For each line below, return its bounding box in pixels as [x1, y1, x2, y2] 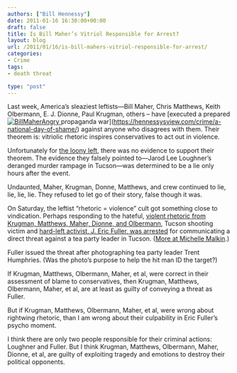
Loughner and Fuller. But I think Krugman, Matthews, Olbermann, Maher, [7, 342, 219, 351]
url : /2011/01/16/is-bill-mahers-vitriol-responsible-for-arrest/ [7, 43, 208, 51]
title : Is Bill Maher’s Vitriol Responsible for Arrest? [7, 30, 180, 38]
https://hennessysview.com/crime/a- [113, 117, 221, 126]
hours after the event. [7, 169, 71, 178]
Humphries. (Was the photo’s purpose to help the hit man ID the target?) [7, 256, 218, 264]
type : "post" [7, 83, 46, 90]
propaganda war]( [60, 117, 114, 126]
